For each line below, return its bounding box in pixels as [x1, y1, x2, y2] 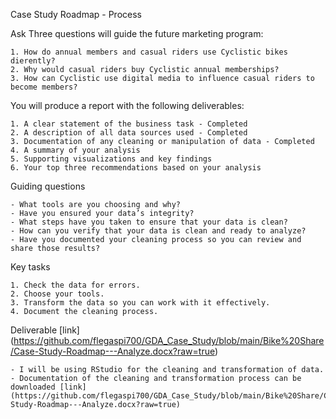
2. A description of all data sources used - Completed [10, 128, 248, 138]
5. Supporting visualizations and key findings [10, 154, 213, 164]
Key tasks [10, 261, 51, 273]
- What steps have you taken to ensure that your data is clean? [10, 217, 288, 227]
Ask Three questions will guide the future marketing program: [10, 28, 264, 39]
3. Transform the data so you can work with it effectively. [10, 298, 271, 308]
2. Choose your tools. [10, 289, 105, 299]
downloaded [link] [10, 382, 87, 392]
